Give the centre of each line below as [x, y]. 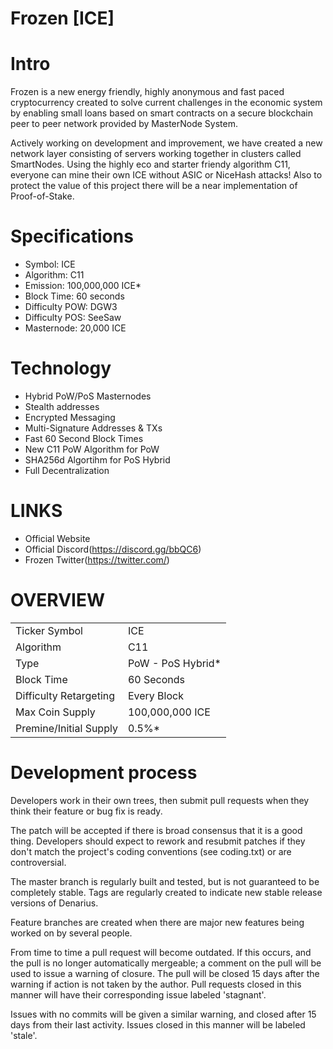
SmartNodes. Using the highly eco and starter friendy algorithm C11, [150, 164]
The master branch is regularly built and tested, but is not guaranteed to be [165, 881]
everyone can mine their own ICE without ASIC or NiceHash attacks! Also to [166, 175]
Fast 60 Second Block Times [84, 438]
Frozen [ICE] [62, 18]
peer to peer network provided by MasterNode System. [124, 124]
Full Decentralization [67, 470]
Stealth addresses [62, 406]
